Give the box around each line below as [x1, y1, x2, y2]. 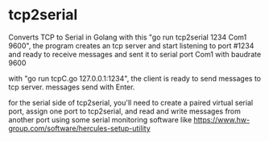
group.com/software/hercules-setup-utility [8, 123, 151, 133]
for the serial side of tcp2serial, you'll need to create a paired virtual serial [8, 97, 254, 107]
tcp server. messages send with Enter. [8, 82, 135, 92]
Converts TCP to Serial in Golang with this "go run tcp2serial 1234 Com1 [8, 32, 247, 42]
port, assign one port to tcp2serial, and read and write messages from [8, 106, 242, 116]
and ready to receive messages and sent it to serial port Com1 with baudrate [8, 49, 262, 59]
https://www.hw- [193, 114, 250, 124]
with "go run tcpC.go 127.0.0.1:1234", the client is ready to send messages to [8, 73, 262, 83]
